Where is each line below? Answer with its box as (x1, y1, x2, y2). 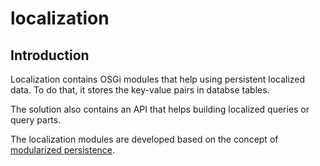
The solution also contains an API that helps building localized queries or (10, 103, 310, 115)
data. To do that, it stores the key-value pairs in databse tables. (10, 84, 270, 96)
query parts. (10, 114, 62, 126)
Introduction (10, 47, 90, 64)
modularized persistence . (10, 144, 116, 156)
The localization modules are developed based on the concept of (10, 133, 279, 145)
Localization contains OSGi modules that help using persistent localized (10, 73, 306, 85)
